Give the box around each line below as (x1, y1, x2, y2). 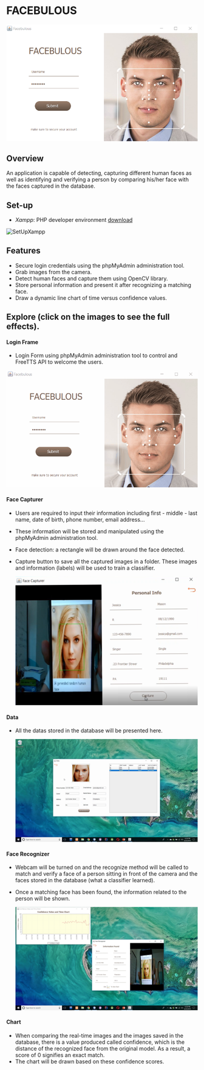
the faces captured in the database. (6, 182, 96, 190)
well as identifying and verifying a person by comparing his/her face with (6, 176, 189, 183)
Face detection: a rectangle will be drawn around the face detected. (15, 546, 185, 553)
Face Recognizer (6, 850, 50, 857)
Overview (6, 153, 44, 163)
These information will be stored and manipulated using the (15, 528, 164, 535)
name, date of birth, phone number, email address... (15, 516, 145, 523)
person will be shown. (15, 895, 70, 902)
